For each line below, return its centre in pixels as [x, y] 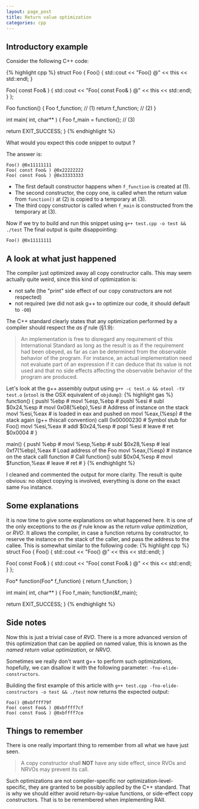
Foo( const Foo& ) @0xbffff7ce [45, 713]
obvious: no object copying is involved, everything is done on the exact [93, 481]
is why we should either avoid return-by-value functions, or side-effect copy [99, 794]
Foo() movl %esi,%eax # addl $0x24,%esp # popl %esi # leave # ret [90, 426]
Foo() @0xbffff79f [29, 702]
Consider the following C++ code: [48, 61]
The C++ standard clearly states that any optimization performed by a [91, 321]
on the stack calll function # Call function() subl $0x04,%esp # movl [90, 457]
